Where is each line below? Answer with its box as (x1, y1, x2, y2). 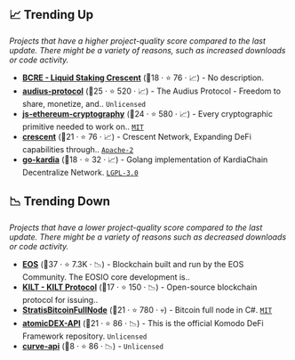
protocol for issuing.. (21, 294, 99, 305)
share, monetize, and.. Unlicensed (21, 98, 147, 109)
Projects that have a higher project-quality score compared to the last (9, 35, 267, 46)
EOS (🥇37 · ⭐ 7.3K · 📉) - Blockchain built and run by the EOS (21, 258, 244, 269)
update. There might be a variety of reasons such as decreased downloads (9, 231, 287, 242)
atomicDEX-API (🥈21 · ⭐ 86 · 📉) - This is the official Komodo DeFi (21, 317, 264, 328)
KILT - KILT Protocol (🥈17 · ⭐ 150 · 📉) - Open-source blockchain (21, 282, 258, 292)
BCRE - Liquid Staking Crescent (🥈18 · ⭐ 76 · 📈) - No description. (21, 72, 265, 83)
